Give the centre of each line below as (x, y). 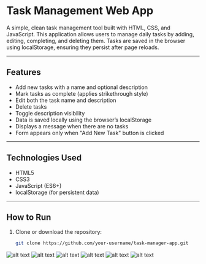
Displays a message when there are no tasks (72, 126)
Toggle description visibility (50, 113)
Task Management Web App (80, 11)
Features (24, 72)
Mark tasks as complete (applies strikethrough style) (82, 93)
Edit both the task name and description (66, 100)
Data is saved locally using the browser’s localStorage (83, 120)
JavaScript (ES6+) (38, 185)
